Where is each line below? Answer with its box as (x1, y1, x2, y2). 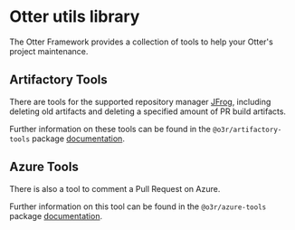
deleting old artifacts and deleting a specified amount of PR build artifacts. (9, 106, 287, 117)
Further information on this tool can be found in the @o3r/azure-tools (9, 201, 267, 212)
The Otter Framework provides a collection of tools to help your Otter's (9, 36, 273, 47)
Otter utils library (9, 6, 140, 27)
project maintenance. (9, 45, 89, 56)
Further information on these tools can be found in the (9, 123, 211, 134)
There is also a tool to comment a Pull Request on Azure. (9, 183, 221, 194)
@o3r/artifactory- (212, 125, 282, 134)
